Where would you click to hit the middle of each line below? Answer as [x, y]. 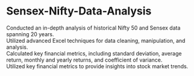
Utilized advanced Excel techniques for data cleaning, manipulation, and [96, 40]
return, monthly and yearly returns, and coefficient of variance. [84, 60]
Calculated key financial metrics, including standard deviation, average [94, 53]
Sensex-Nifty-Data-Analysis [79, 11]
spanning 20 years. [30, 34]
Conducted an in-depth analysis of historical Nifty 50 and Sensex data [93, 28]
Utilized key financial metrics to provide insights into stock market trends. [97, 66]
